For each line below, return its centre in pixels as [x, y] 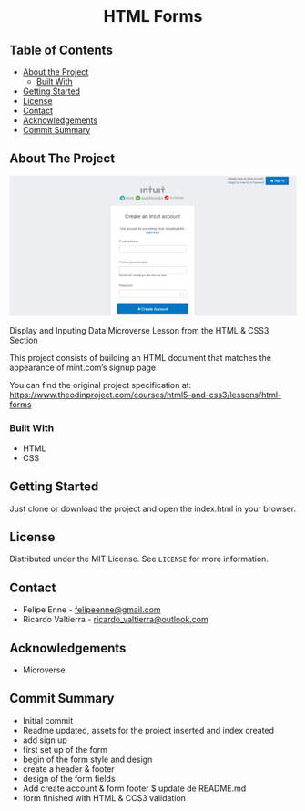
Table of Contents [61, 50]
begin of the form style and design [87, 759]
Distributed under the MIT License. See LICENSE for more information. [139, 559]
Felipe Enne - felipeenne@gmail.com [91, 610]
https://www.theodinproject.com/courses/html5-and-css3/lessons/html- [146, 395]
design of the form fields [69, 778]
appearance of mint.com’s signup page [83, 368]
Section [24, 340]
